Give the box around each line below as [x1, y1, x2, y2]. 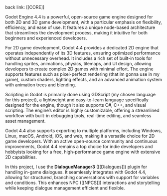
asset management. [5, 118, 46, 124]
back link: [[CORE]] [5, 4, 45, 10]
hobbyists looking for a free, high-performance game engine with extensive [5, 149, 161, 155]
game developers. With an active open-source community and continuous [5, 138, 158, 144]
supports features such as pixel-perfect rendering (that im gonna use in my [5, 71, 160, 77]
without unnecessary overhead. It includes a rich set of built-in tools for [5, 55, 153, 61]
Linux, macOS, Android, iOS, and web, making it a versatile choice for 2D [5, 133, 155, 139]
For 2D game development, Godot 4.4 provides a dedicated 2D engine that [5, 45, 159, 50]
